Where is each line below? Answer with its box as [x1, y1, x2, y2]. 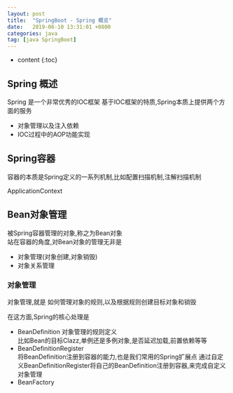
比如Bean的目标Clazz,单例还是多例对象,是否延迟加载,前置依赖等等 [17, 336, 208, 345]
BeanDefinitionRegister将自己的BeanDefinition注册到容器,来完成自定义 [23, 361, 226, 369]
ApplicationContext [7, 187, 63, 195]
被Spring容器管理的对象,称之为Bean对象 [7, 229, 122, 237]
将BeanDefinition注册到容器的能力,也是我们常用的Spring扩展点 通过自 [17, 352, 218, 361]
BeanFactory [17, 378, 55, 386]
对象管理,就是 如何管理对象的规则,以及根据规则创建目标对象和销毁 [7, 298, 197, 306]
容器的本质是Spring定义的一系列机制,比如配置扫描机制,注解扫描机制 [7, 173, 202, 181]
